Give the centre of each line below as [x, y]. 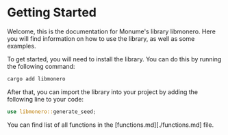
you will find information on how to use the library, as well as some [101, 38]
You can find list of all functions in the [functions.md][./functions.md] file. [111, 125]
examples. [22, 46]
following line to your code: [46, 99]
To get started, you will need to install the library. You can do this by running [114, 59]
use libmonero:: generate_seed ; [52, 111]
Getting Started [52, 13]
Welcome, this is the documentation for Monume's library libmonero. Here [111, 31]
